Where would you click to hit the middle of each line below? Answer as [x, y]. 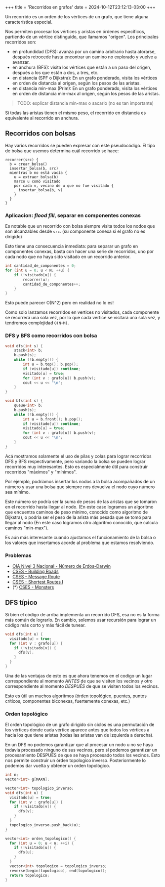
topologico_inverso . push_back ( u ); [45, 825]
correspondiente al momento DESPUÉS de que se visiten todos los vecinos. [82, 686]
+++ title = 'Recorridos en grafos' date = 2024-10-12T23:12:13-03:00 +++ [80, 7]
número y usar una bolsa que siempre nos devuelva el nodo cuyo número [80, 487]
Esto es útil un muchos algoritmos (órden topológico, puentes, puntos [76, 696]
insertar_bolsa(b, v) [41, 190]
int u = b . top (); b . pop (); [51, 364]
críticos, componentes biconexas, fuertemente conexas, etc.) [68, 701]
